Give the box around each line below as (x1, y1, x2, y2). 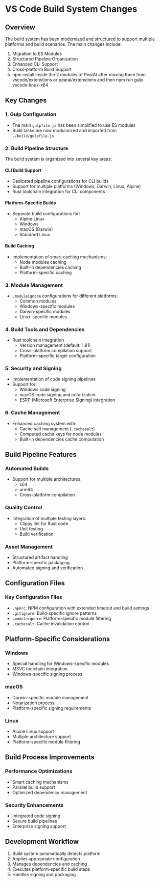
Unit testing (19, 525, 43, 531)
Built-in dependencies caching (19, 264, 82, 270)
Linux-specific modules (19, 313, 67, 320)
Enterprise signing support (12, 824, 66, 829)
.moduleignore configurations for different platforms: (12, 293, 118, 299)
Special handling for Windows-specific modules (12, 661, 109, 666)
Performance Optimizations (5, 768, 72, 774)
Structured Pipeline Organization (12, 56, 78, 62)
